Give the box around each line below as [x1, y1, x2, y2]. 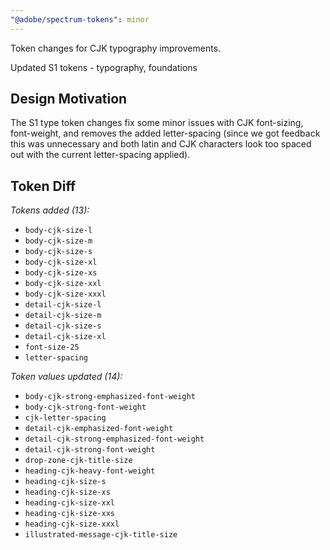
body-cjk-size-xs [24, 268, 98, 278]
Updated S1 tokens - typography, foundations [10, 61, 198, 73]
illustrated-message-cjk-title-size [24, 530, 178, 540]
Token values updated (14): [10, 371, 123, 383]
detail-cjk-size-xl [24, 332, 107, 342]
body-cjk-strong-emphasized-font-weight [24, 392, 196, 402]
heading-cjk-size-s [24, 477, 107, 487]
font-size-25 [24, 342, 80, 353]
